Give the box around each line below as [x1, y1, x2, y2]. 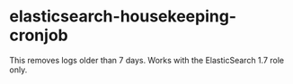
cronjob [9, 25, 69, 46]
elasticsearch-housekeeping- [9, 6, 236, 27]
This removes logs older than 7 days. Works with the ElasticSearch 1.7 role [9, 55, 285, 65]
